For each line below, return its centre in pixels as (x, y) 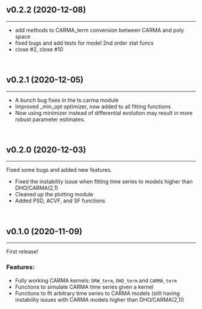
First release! (23, 252)
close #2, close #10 (39, 49)
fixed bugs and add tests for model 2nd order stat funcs (84, 43)
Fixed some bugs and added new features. (59, 170)
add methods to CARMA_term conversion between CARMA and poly (99, 30)
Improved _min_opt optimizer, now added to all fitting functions (93, 106)
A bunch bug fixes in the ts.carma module (67, 100)
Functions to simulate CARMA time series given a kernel (84, 287)
